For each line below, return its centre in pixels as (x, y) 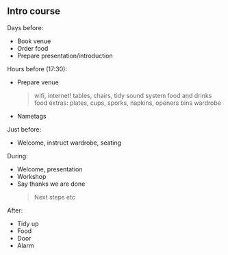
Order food (33, 48)
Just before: (24, 129)
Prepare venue (38, 82)
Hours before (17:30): (37, 69)
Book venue (34, 41)
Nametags (31, 116)
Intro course (34, 11)
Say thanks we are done (51, 184)
